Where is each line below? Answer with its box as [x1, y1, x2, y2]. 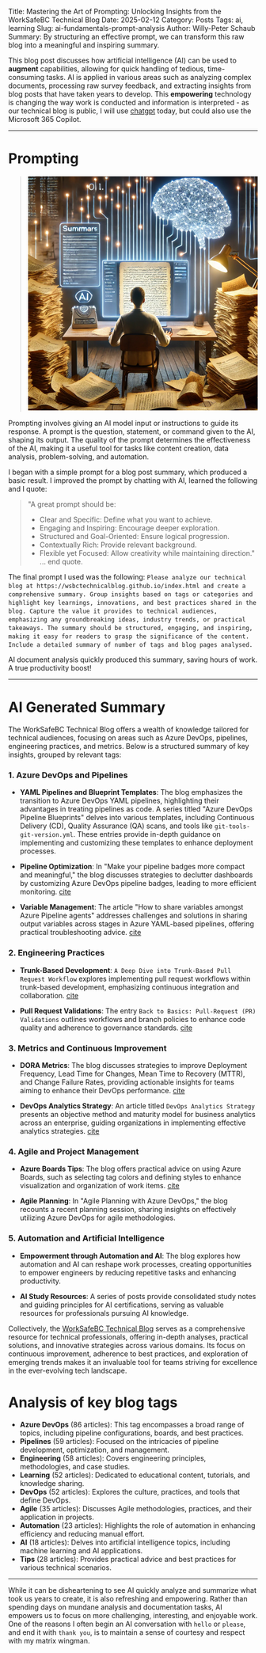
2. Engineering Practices [8, 948, 105, 959]
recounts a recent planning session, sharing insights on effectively [19, 1205, 237, 1214]
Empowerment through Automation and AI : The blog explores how [19, 1251, 241, 1260]
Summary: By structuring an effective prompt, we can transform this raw [8, 32, 245, 41]
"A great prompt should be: [27, 500, 116, 509]
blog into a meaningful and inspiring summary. [8, 40, 160, 50]
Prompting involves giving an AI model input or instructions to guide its [8, 419, 239, 428]
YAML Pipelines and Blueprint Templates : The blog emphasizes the [19, 788, 243, 797]
